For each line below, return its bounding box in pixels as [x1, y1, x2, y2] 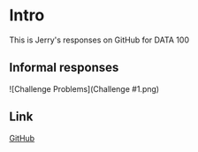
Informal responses [9, 60, 119, 75]
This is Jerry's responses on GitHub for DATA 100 [9, 34, 190, 45]
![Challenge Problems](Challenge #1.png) [9, 83, 160, 94]
